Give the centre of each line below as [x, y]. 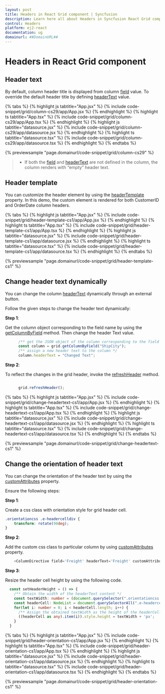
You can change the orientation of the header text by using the [69, 476]
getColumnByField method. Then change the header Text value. [70, 333]
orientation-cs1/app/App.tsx [33, 651]
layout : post [18, 10]
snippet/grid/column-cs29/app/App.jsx [45, 111]
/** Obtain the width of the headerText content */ [68, 594]
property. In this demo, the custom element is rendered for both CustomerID [82, 200]
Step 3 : [13, 571]
